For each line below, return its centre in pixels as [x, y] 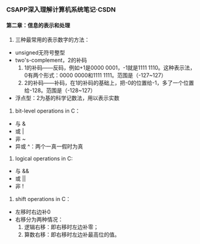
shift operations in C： [43, 199]
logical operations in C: [44, 159]
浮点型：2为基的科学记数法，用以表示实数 [67, 98]
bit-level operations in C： [48, 111]
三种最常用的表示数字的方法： [52, 40]
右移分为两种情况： [39, 220]
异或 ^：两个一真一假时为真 [49, 147]
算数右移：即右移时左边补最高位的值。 [72, 235]
